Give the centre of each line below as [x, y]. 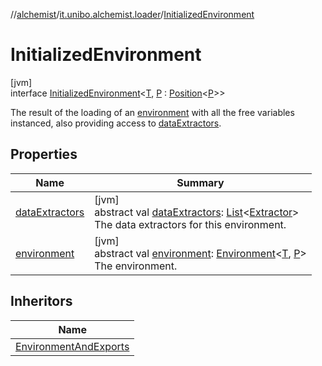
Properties [44, 154]
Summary [200, 182]
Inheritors [41, 301]
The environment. [136, 266]
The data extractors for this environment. [190, 224]
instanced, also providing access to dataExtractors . [116, 123]
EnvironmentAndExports [72, 346]
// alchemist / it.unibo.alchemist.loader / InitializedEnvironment [132, 14]
